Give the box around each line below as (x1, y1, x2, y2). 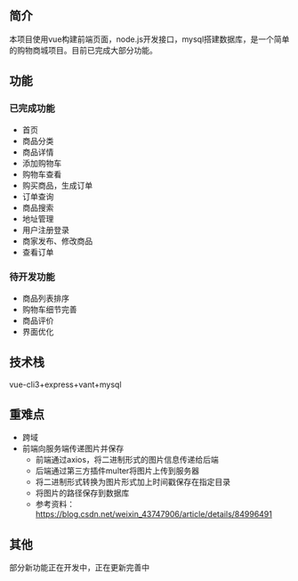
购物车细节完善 (21, 303, 77, 314)
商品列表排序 (21, 293, 69, 303)
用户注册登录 (21, 224, 69, 235)
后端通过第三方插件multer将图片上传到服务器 (35, 465, 200, 476)
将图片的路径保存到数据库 (35, 488, 130, 498)
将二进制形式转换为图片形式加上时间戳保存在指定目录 (35, 477, 231, 488)
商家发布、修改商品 (21, 235, 93, 246)
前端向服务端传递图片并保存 (21, 443, 125, 454)
